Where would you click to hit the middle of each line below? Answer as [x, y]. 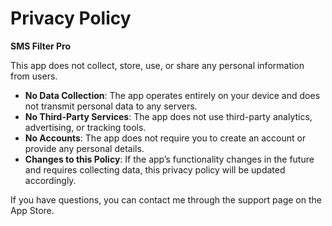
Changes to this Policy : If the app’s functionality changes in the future [169, 159]
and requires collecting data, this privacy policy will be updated [155, 169]
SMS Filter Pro [41, 46]
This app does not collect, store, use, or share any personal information [157, 65]
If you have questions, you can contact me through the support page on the [166, 199]
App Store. [32, 210]
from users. [34, 76]
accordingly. [50, 180]
